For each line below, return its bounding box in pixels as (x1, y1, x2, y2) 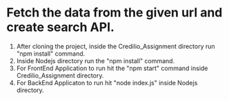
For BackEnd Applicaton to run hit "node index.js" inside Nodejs (16, 78, 198, 87)
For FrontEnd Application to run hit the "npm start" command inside (16, 64, 208, 72)
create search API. (6, 19, 115, 35)
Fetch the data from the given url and (6, 5, 223, 21)
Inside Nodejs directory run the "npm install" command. (16, 56, 175, 65)
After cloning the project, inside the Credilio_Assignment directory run (16, 42, 215, 50)
